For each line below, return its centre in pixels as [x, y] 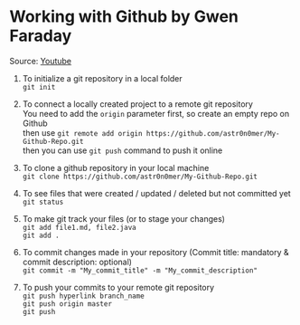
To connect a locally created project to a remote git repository [137, 104]
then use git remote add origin [82, 132]
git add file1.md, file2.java [80, 227]
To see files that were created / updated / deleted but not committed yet [156, 193]
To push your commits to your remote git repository [118, 287]
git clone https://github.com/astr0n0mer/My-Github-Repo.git [140, 177]
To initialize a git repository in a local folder [102, 78]
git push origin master [67, 304]
